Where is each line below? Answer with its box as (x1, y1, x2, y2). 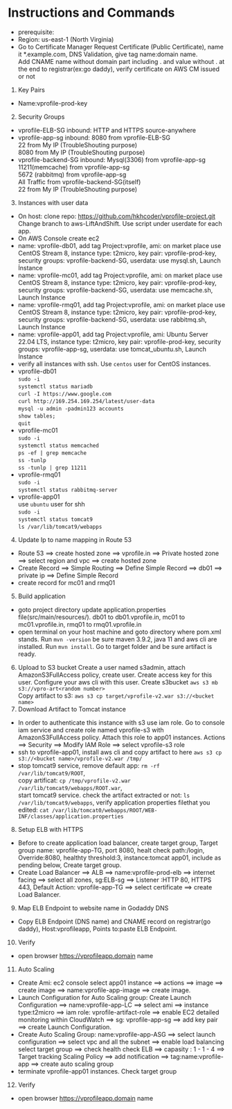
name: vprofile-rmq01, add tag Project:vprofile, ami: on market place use (17, 300, 226, 309)
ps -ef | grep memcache (17, 450, 87, 457)
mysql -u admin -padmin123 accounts (17, 405, 124, 412)
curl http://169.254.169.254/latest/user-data (17, 397, 155, 404)
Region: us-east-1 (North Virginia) (17, 35, 114, 43)
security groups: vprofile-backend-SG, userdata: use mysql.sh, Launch (17, 256, 221, 265)
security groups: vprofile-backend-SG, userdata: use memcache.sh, (17, 286, 213, 294)
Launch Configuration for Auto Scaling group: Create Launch (17, 993, 192, 1001)
